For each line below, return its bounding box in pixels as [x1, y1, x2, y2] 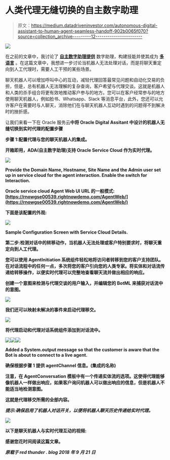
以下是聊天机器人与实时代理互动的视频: [5, 428, 87, 434]
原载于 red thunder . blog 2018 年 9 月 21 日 [5, 449, 96, 455]
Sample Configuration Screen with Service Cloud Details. [5, 229, 128, 235]
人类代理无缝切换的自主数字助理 [5, 5, 139, 16]
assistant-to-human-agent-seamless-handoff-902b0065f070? [17, 28, 148, 34]
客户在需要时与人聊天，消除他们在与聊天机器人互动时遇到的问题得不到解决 [9, 102, 165, 108]
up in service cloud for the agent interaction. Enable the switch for [5, 172, 148, 178]
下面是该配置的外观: [5, 209, 47, 215]
